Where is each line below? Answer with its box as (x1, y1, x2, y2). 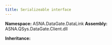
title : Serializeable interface (5, 7, 71, 12)
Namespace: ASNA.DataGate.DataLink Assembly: (5, 21, 108, 26)
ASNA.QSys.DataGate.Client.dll (5, 25, 68, 32)
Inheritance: (5, 35, 31, 41)
